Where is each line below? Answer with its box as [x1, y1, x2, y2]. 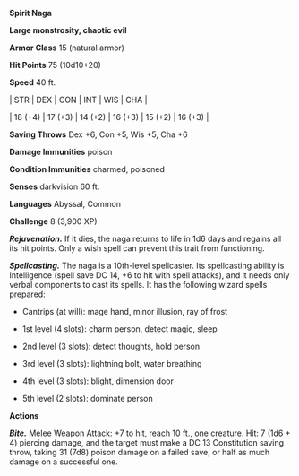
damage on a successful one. [9, 456, 118, 467]
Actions [9, 411, 39, 420]
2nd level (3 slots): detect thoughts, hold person [21, 341, 200, 351]
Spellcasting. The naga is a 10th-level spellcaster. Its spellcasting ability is [9, 260, 285, 271]
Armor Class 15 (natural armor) [9, 42, 125, 53]
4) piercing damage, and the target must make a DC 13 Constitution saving [9, 437, 285, 447]
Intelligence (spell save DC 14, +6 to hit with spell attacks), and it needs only [9, 270, 290, 281]
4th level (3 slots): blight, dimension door [21, 376, 175, 386]
